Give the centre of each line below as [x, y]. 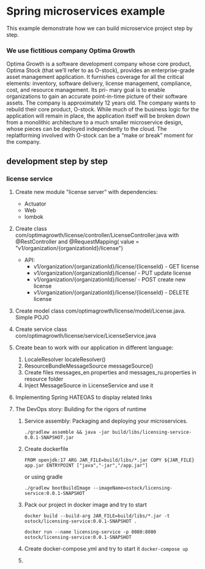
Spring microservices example [86, 11]
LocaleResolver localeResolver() [65, 359]
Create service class [41, 329]
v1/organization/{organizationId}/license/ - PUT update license [112, 273]
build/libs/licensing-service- [152, 432]
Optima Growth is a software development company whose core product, [99, 64]
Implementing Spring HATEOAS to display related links [84, 397]
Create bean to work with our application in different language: [94, 348]
